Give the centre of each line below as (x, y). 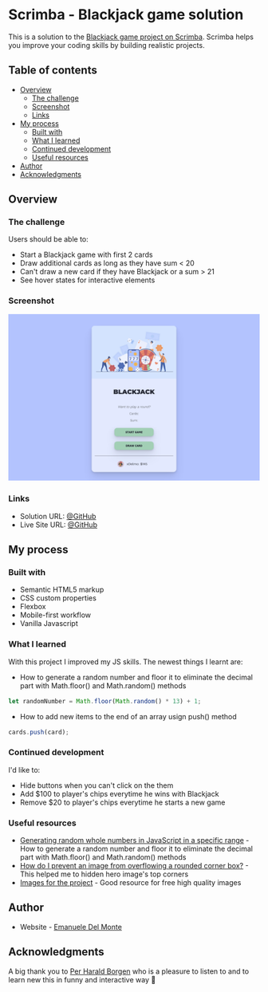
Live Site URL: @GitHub (59, 525)
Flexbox (33, 607)
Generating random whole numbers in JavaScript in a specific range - (134, 840)
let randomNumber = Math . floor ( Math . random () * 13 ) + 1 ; (105, 701)
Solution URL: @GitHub (58, 516)
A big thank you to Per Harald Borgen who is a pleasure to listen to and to (129, 971)
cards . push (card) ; (39, 732)
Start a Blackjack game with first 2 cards (86, 255)
